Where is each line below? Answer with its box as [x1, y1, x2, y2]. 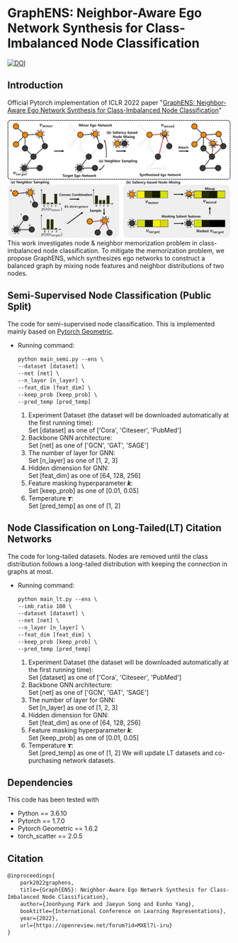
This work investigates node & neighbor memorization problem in [7, 239, 198, 247]
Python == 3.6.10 [17, 809, 67, 818]
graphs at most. [7, 567, 53, 575]
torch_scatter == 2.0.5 [17, 832, 83, 841]
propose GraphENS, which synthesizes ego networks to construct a [7, 254, 205, 262]
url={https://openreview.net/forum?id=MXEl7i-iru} [20, 922, 173, 929]
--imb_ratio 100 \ [17, 602, 72, 609]
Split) [7, 301, 32, 313]
